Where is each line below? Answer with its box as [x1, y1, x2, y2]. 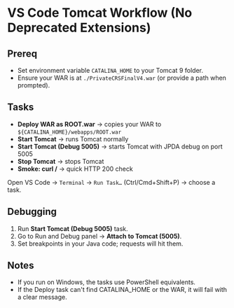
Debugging [7, 206, 57, 218]
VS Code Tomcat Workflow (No [7, 5, 193, 21]
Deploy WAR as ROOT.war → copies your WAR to [17, 120, 162, 128]
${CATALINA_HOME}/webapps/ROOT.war [17, 128, 122, 136]
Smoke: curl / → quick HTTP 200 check [17, 164, 133, 173]
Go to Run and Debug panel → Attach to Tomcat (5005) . [17, 232, 182, 240]
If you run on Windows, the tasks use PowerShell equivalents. [17, 278, 196, 286]
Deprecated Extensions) [7, 20, 151, 36]
